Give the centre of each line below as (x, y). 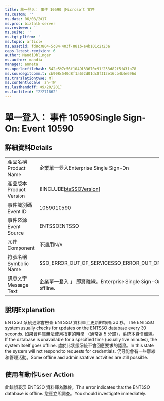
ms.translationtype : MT (29, 78)
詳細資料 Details (29, 147)
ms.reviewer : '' (21, 28)
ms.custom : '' (20, 14)
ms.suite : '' (18, 32)
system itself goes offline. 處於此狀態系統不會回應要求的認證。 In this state (80, 345)
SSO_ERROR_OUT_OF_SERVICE (75, 263)
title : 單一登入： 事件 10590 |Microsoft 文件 (50, 10)
